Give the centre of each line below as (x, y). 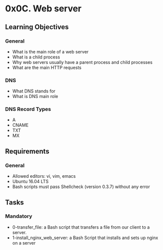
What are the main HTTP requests (47, 67)
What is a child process (36, 57)
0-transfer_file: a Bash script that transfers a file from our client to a (81, 227)
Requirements (27, 151)
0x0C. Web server (43, 9)
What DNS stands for (34, 91)
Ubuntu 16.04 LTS (30, 182)
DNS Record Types (28, 109)
